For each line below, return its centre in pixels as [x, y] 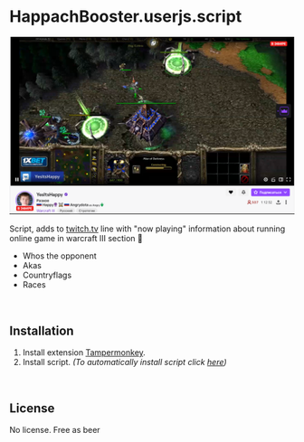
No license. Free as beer [55, 430]
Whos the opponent [59, 256]
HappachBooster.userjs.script [126, 17]
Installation [42, 330]
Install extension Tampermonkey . [84, 353]
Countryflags [47, 275]
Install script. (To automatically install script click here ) [124, 362]
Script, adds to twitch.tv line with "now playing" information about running [147, 229]
